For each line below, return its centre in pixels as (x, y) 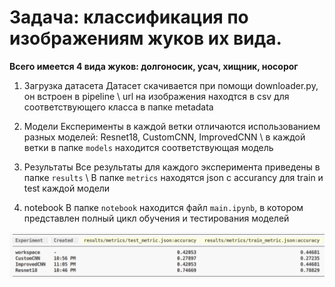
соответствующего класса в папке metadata (118, 107)
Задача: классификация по (129, 17)
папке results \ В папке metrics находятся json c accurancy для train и (173, 177)
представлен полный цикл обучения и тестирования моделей (156, 218)
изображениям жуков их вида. (145, 38)
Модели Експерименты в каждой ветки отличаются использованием (172, 126)
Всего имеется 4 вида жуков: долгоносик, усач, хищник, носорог (154, 66)
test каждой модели (67, 188)
